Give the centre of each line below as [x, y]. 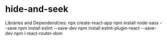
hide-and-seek [37, 9]
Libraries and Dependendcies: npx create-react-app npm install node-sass [82, 23]
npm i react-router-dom [38, 33]
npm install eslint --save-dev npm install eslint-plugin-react [79, 28]
